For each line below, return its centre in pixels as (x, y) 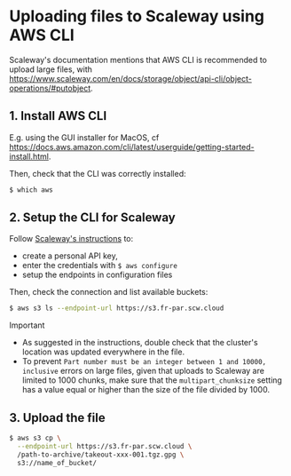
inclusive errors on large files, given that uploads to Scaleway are (143, 371)
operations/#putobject (50, 88)
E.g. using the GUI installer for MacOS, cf (84, 137)
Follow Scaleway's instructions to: (71, 239)
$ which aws (31, 190)
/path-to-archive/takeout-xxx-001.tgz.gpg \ (101, 455)
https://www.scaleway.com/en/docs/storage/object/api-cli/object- (131, 78)
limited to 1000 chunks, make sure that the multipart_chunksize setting (152, 380)
